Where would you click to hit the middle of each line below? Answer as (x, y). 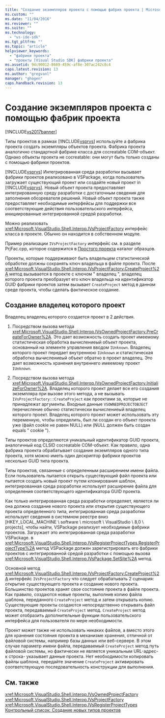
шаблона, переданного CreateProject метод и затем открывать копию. (80, 600)
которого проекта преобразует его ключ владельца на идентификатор (79, 279)
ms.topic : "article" (26, 46)
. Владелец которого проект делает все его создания (103, 388)
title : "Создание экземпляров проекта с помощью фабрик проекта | (74, 10)
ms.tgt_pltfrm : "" (24, 42)
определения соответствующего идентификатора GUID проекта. (73, 491)
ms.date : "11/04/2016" (28, 19)
